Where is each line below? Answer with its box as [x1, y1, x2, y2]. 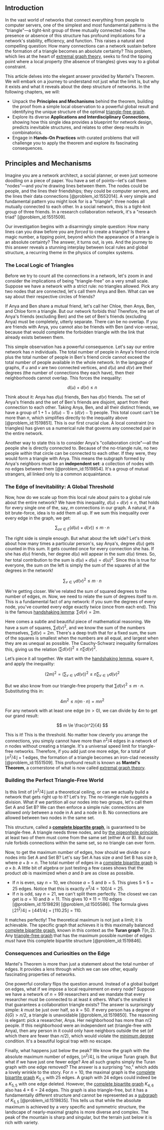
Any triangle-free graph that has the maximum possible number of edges [5, 932, 153, 938]
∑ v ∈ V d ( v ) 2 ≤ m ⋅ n [63, 577, 102, 585]
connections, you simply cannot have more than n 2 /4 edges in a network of [5, 737, 158, 744]
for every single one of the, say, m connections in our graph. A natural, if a [5, 505, 155, 511]
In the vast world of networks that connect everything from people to [5, 17, 144, 23]
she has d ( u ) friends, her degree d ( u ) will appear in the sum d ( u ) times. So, [5, 551, 156, 557]
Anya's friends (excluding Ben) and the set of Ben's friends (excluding [5, 313, 147, 319]
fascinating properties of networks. [5, 971, 76, 977]
